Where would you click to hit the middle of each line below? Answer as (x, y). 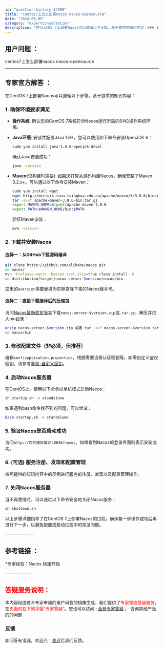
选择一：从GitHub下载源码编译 (36, 254)
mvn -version (25, 229)
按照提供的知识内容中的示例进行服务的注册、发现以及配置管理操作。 (73, 474)
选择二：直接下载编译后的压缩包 (37, 301)
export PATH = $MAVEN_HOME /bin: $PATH (48, 209)
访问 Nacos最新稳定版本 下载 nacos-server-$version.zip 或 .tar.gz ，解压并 (79, 313)
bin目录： (19, 318)
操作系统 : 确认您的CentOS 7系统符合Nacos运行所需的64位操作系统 (79, 121)
